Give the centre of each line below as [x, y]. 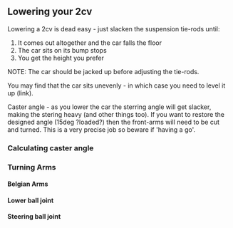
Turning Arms [32, 167]
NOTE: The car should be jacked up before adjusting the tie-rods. [103, 71]
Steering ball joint [34, 217]
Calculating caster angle [51, 147]
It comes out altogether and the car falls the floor [90, 43]
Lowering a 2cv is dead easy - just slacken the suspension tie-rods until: [114, 28]
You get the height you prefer [61, 58]
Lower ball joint [31, 200]
